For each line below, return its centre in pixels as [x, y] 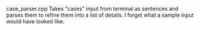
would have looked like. [35, 21]
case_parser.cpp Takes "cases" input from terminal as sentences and [92, 9]
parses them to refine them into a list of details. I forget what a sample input [100, 15]
